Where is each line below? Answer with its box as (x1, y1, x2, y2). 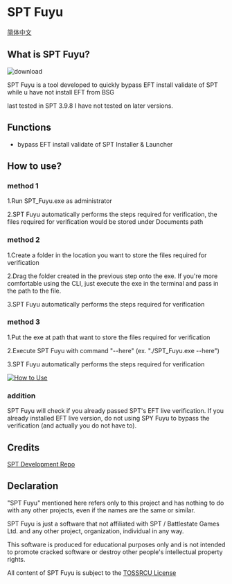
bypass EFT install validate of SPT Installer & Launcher (17, 140, 173, 148)
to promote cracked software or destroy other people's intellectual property (7, 547, 223, 556)
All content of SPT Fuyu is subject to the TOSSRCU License (7, 568, 177, 577)
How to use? (7, 160, 62, 172)
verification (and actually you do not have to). (7, 421, 137, 430)
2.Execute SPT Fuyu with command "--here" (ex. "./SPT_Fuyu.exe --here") (7, 346, 220, 355)
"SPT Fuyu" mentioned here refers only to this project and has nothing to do (7, 498, 224, 507)
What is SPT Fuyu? (7, 49, 90, 60)
